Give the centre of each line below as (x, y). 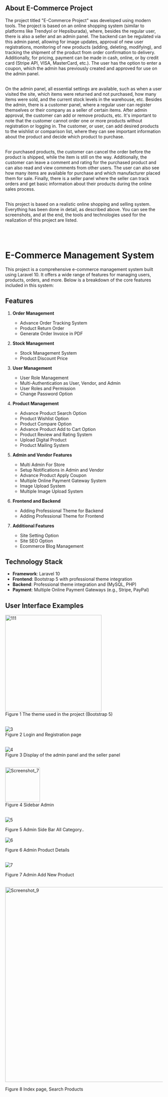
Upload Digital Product (43, 440)
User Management (32, 368)
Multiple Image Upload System (51, 491)
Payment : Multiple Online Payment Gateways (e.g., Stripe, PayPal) (80, 590)
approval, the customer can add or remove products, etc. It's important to (81, 115)
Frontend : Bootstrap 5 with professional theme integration (72, 579)
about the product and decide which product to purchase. (65, 136)
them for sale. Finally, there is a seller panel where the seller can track (77, 178)
